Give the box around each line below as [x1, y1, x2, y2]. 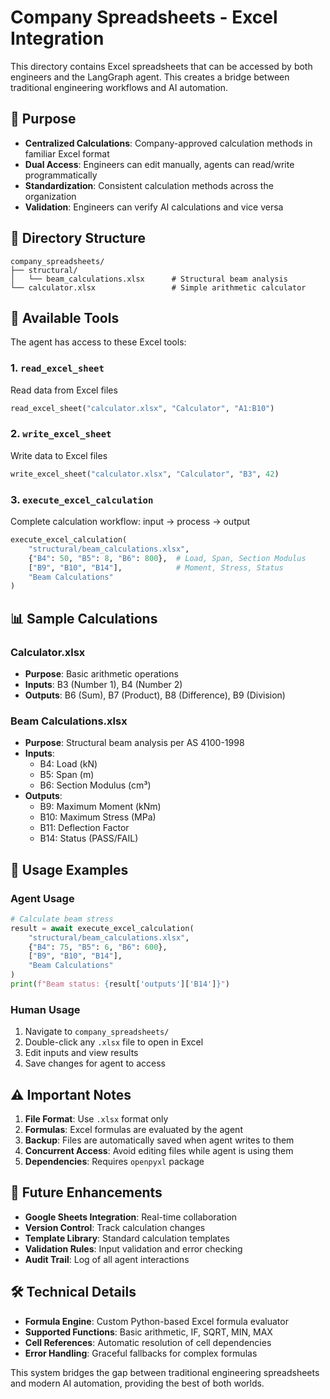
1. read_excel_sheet [10, 361, 105, 375]
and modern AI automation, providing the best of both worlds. [10, 1377, 265, 1389]
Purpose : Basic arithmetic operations [24, 667, 179, 680]
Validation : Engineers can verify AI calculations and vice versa [24, 201, 284, 213]
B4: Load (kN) [39, 758, 98, 770]
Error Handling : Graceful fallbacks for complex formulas [24, 1347, 258, 1359]
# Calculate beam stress [10, 914, 114, 924]
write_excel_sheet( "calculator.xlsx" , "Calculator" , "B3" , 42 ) [10, 469, 280, 479]
